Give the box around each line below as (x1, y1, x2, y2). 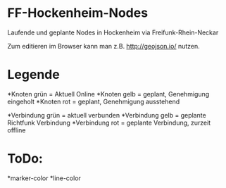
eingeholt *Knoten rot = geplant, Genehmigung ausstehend (7, 97, 180, 106)
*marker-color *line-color (7, 174, 81, 182)
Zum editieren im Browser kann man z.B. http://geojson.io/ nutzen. (7, 42, 201, 50)
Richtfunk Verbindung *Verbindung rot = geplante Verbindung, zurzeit (7, 118, 211, 127)
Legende (7, 67, 60, 82)
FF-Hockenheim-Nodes (7, 5, 149, 21)
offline (7, 125, 26, 134)
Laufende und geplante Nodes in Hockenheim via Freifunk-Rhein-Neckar (7, 28, 219, 37)
